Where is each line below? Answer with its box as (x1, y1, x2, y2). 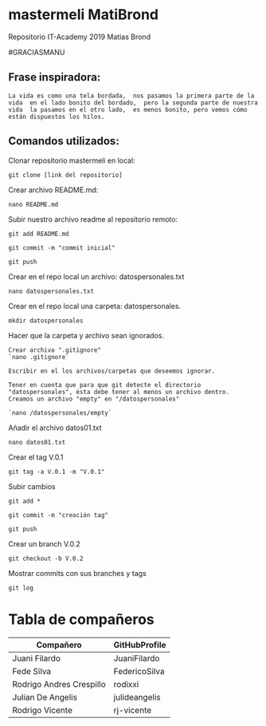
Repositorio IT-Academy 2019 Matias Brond (8, 32, 151, 41)
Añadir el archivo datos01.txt (8, 423, 102, 432)
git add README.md (8, 230, 69, 238)
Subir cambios (8, 481, 56, 491)
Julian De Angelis (12, 692, 78, 703)
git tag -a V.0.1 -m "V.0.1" (8, 468, 105, 475)
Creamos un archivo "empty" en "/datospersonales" (8, 395, 180, 403)
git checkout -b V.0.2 (8, 554, 84, 562)
